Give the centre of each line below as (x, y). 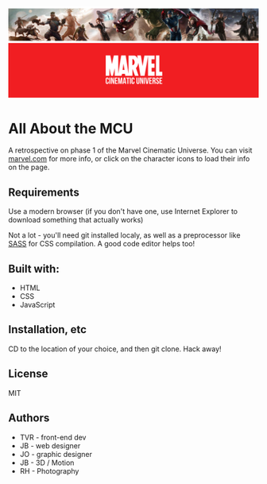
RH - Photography (49, 470)
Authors (29, 418)
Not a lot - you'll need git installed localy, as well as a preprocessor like (124, 235)
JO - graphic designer (56, 454)
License (28, 374)
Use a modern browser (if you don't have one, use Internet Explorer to (123, 211)
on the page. (29, 167)
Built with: (34, 269)
